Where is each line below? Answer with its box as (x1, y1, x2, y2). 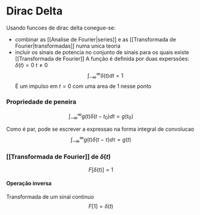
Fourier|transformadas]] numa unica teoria (14, 42, 121, 49)
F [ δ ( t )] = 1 (88, 166, 114, 173)
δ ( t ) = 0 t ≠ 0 (14, 61, 48, 69)
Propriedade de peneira (6, 98, 77, 106)
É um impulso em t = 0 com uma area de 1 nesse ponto (14, 83, 152, 90)
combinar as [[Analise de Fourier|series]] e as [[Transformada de (14, 36, 176, 43)
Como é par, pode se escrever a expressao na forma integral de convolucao (6, 125, 195, 133)
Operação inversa (6, 179, 52, 187)
